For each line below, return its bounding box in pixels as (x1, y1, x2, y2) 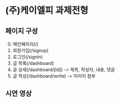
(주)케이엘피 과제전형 (5, 5, 88, 16)
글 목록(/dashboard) (12, 60, 55, 66)
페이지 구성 (5, 27, 38, 35)
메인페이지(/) (12, 41, 39, 47)
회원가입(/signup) (12, 47, 49, 54)
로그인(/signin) (12, 54, 43, 60)
